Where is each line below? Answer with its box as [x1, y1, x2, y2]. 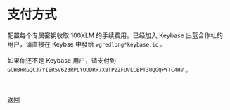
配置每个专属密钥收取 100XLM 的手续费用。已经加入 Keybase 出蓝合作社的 [7, 31, 224, 39]
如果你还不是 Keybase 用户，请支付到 [7, 56, 116, 64]
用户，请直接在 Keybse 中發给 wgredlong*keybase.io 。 [7, 39, 167, 48]
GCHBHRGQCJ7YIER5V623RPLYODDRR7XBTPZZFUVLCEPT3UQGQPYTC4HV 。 [7, 65, 192, 73]
